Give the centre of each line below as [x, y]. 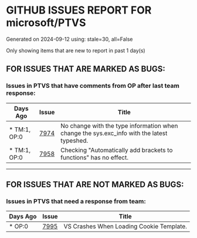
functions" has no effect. [95, 157]
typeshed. [74, 140]
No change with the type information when [119, 125]
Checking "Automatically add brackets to [117, 150]
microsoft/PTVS [46, 23]
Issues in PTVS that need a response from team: [76, 201]
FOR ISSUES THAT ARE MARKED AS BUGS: [86, 69]
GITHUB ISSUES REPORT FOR [79, 10]
